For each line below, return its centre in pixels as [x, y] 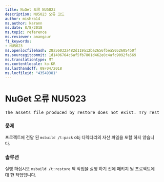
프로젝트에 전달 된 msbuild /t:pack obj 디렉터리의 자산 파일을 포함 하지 [73, 138]
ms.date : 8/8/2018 [24, 28]
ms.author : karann [24, 23]
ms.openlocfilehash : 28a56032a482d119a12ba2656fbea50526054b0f [71, 50]
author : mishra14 [23, 19]
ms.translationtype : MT [29, 60]
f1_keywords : [18, 41]
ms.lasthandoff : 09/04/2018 [34, 69]
